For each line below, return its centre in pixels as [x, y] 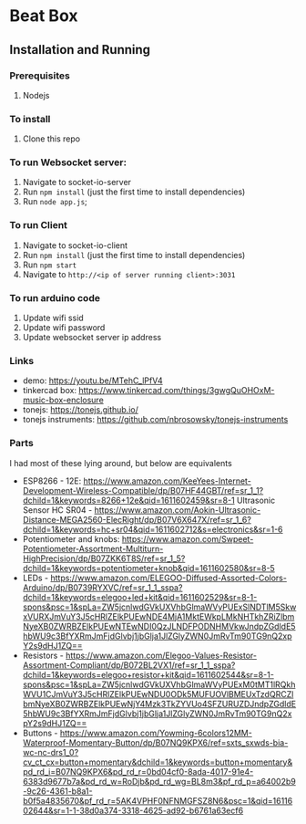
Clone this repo [51, 139]
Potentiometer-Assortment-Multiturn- [93, 548]
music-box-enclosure [63, 400]
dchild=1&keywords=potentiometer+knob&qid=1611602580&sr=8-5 [148, 568]
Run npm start [50, 265]
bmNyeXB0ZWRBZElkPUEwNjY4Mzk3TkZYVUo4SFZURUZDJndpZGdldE [159, 704]
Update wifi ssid [53, 318]
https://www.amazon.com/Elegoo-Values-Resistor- [161, 655]
